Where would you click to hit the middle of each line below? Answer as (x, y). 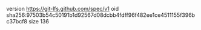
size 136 (39, 21)
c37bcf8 (17, 21)
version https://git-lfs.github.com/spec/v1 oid (63, 9)
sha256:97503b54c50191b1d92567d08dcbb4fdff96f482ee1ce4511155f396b (101, 15)
